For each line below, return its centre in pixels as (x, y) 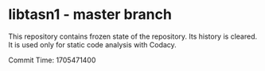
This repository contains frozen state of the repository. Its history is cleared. (132, 36)
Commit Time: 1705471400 (52, 60)
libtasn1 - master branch (90, 15)
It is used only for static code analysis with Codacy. (92, 44)
